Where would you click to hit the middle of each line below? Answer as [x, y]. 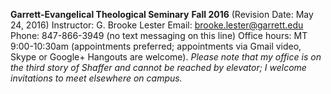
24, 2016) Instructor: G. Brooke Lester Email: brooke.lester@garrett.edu [157, 25]
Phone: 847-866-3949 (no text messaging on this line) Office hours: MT [159, 35]
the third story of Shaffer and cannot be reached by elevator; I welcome [158, 67]
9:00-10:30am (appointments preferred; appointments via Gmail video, [156, 46]
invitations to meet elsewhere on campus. [96, 78]
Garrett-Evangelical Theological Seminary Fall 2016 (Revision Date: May [162, 14]
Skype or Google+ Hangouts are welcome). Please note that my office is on [166, 57]
